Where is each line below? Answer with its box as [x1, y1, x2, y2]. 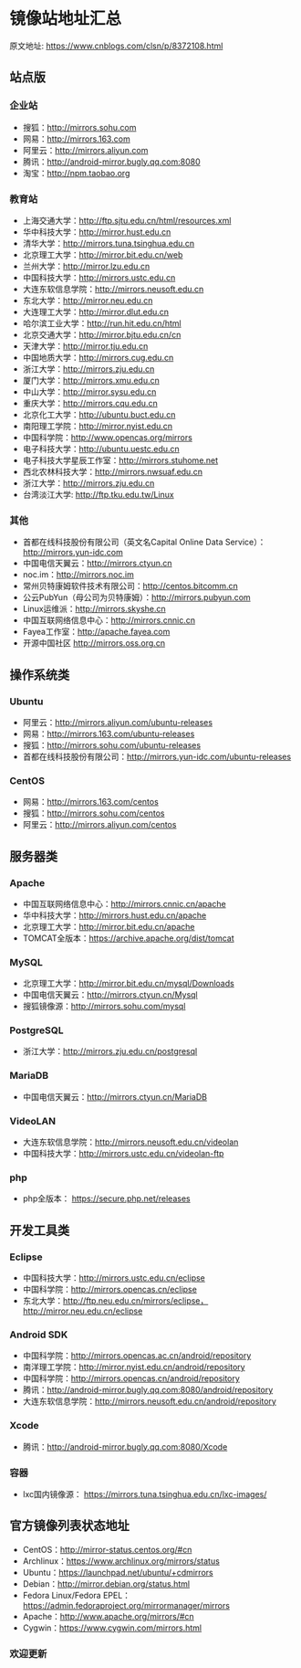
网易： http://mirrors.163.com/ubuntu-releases [22, 728, 195, 739]
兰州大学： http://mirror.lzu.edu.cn [22, 260, 150, 271]
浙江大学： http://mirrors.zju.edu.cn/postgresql [22, 1046, 198, 1057]
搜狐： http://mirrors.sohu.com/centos [22, 808, 165, 818]
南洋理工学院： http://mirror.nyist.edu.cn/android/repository [22, 1362, 245, 1373]
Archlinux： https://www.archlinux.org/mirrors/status [22, 1555, 221, 1567]
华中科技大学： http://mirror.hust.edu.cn [22, 226, 171, 238]
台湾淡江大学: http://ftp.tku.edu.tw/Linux [22, 489, 175, 500]
